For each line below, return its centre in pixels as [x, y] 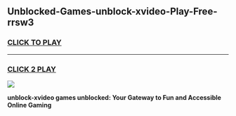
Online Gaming [29, 105]
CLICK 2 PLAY [32, 69]
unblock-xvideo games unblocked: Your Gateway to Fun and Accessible [114, 97]
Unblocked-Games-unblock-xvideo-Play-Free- [112, 12]
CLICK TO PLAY [34, 43]
